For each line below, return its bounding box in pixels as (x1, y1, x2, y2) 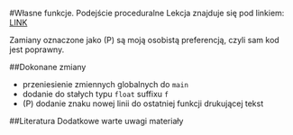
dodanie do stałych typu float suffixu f (22, 89, 169, 99)
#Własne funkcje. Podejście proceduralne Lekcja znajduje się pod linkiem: (9, 8, 285, 18)
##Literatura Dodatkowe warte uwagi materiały (9, 116, 184, 126)
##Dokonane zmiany (9, 62, 87, 72)
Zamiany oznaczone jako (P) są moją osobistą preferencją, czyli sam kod (9, 35, 279, 45)
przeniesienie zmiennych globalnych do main (22, 79, 189, 89)
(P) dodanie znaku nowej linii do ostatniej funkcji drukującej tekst (22, 98, 264, 109)
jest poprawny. (9, 44, 65, 55)
